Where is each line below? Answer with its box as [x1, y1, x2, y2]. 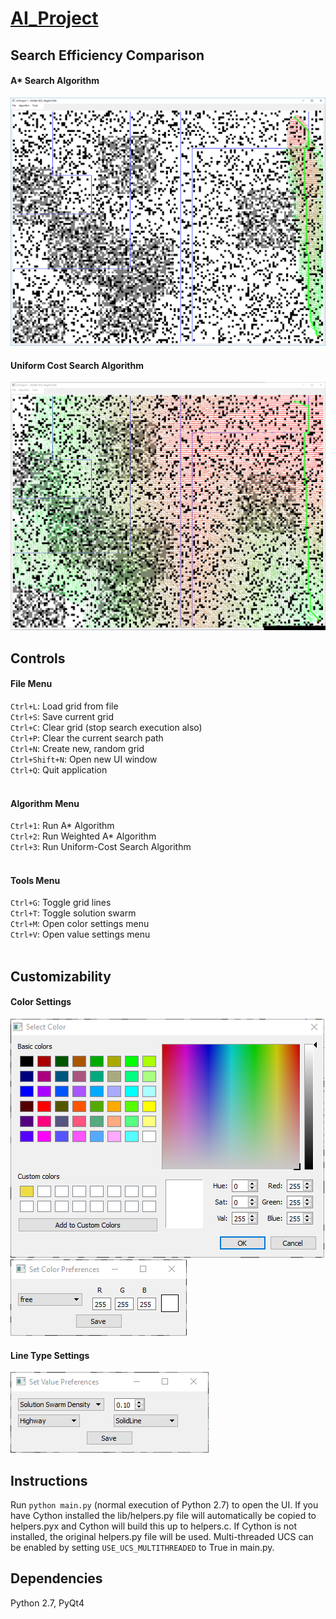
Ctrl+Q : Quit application [10, 763, 108, 776]
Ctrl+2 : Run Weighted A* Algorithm [10, 830, 157, 842]
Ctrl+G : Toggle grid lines [10, 897, 112, 909]
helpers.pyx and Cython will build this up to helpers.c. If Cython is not [10, 1520, 298, 1532]
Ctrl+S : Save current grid [10, 710, 114, 722]
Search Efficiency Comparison [10, 47, 205, 64]
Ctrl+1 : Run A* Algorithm [10, 820, 115, 832]
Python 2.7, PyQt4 [10, 1597, 85, 1609]
